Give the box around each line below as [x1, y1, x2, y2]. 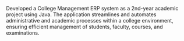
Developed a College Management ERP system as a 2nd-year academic [6, 5, 179, 12]
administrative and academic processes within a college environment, [6, 17, 174, 24]
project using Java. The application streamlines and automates [6, 11, 157, 18]
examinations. [6, 29, 40, 36]
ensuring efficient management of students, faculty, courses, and [6, 23, 163, 30]
